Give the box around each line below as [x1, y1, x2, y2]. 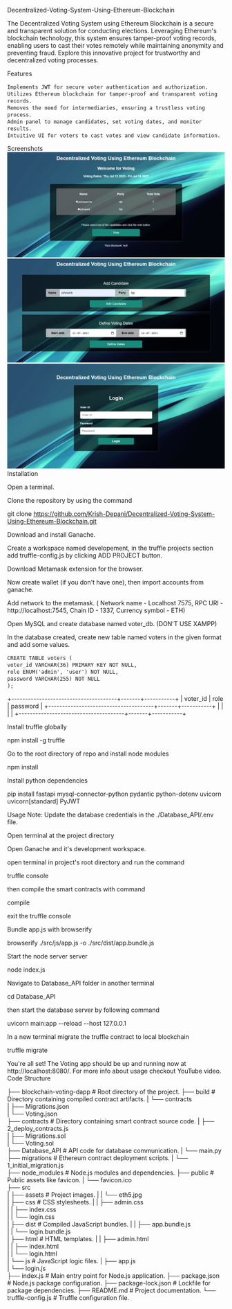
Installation [7, 469, 39, 477]
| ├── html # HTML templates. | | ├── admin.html [7, 1234, 149, 1243]
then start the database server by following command [7, 1006, 160, 1014]
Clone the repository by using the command [7, 496, 133, 504]
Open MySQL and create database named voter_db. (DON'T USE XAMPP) [7, 619, 217, 627]
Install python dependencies [7, 776, 88, 785]
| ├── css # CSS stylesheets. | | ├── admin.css [7, 1197, 144, 1206]
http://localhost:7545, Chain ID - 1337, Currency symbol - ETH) [7, 606, 186, 614]
